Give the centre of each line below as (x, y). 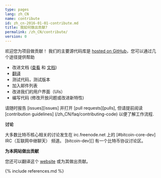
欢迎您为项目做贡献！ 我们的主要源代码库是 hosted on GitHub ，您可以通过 (79, 51)
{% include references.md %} (34, 171)
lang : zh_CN (17, 14)
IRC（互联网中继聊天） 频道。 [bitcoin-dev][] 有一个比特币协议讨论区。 (75, 141)
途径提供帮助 (22, 57)
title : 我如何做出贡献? (26, 28)
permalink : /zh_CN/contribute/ (36, 32)
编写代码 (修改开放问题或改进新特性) (48, 97)
